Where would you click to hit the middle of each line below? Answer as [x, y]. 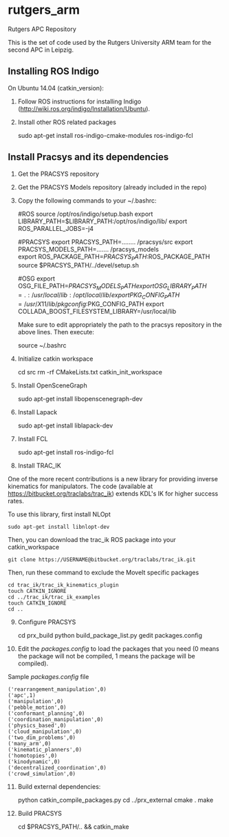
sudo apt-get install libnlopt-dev [59, 527]
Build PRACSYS [40, 813]
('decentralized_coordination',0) [57, 767]
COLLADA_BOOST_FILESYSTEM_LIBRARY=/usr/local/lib [97, 311]
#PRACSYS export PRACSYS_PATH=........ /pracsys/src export [105, 242]
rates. [16, 501]
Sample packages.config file [48, 676]
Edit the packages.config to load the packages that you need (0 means [118, 648]
